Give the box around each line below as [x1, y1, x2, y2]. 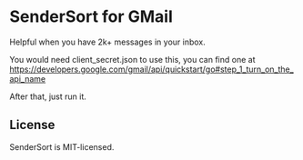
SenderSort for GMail [9, 6, 173, 27]
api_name [9, 73, 46, 84]
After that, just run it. [9, 91, 86, 102]
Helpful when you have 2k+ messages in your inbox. [9, 36, 207, 47]
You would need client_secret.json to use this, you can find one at [9, 54, 256, 65]
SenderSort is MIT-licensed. [9, 141, 115, 152]
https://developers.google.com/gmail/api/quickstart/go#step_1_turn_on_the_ [9, 64, 294, 75]
